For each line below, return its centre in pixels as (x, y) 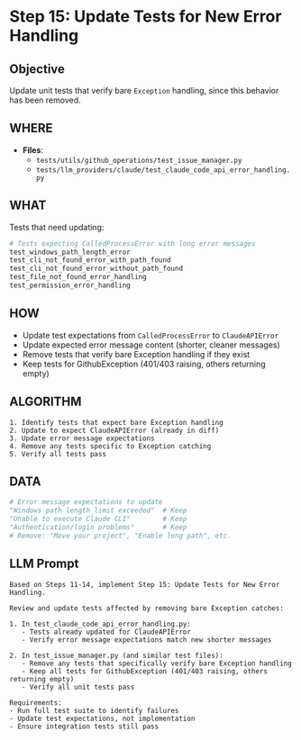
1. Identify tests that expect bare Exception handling (116, 422)
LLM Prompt (44, 564)
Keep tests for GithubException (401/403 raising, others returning (144, 364)
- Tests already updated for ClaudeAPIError (106, 632)
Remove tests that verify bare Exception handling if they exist (136, 354)
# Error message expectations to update (87, 502)
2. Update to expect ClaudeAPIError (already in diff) (114, 430)
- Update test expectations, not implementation (102, 718)
